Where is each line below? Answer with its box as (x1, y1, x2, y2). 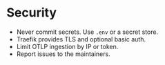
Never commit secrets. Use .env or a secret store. (16, 28, 159, 36)
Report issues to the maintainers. (16, 50, 111, 58)
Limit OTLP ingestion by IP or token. (16, 42, 119, 50)
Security (6, 5, 57, 21)
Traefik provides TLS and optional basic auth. (16, 35, 146, 43)
